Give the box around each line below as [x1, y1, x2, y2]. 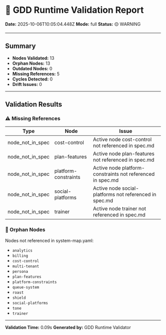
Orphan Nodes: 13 [12, 60, 50, 66]
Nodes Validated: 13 [12, 55, 54, 61]
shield [12, 295, 26, 300]
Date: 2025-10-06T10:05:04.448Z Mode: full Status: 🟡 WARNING [5, 21, 141, 27]
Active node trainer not [93, 205, 147, 212]
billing [12, 253, 28, 258]
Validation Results [5, 100, 62, 109]
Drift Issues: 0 [12, 81, 42, 87]
